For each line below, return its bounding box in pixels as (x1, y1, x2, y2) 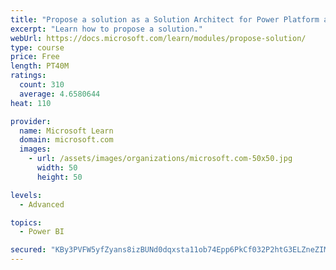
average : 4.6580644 (19, 89, 101, 99)
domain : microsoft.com (19, 135, 114, 145)
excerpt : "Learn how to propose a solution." (10, 24, 203, 34)
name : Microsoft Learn (19, 126, 114, 136)
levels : (10, 190, 43, 200)
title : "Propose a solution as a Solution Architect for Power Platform (10, 14, 320, 25)
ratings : (10, 71, 47, 81)
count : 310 (19, 80, 65, 90)
